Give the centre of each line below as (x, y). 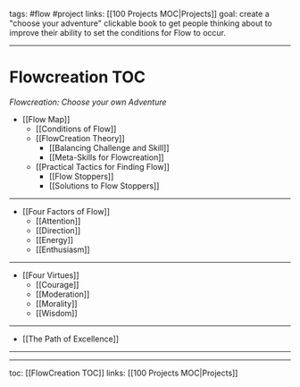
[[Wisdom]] (56, 313)
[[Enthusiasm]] (63, 249)
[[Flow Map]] (46, 119)
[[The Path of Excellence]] (70, 339)
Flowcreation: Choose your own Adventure (88, 102)
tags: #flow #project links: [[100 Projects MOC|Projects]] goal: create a (139, 14)
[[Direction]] (58, 230)
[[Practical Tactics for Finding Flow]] (102, 166)
